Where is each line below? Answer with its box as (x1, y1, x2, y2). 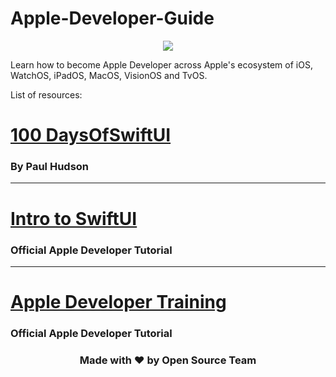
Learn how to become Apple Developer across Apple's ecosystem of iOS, (10, 58, 313, 71)
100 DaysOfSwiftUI (10, 124, 172, 147)
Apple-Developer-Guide (10, 7, 215, 30)
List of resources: (10, 88, 83, 101)
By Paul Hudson (10, 160, 90, 174)
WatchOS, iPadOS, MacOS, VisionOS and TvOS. (10, 69, 208, 81)
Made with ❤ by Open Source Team (79, 353, 257, 367)
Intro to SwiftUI (10, 207, 138, 230)
